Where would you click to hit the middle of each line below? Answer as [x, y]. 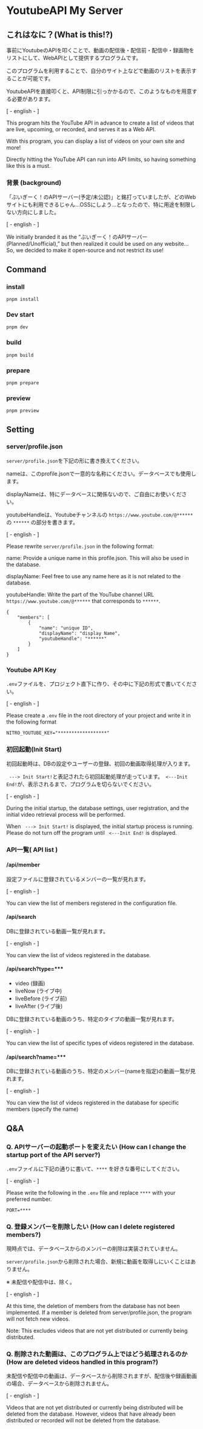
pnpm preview [23, 411]
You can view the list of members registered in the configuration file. [92, 903]
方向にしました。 [38, 212]
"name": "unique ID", [66, 628]
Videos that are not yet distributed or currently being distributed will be [95, 1408]
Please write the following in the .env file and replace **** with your [91, 1192]
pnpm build [20, 355]
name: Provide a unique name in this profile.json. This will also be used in [98, 558]
